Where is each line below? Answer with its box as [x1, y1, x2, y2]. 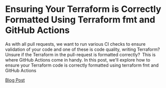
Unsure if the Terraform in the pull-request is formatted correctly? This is [5, 51, 156, 58]
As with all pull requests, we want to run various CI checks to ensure [5, 41, 146, 47]
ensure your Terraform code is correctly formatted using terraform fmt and [5, 62, 159, 68]
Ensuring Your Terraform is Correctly [5, 3, 162, 15]
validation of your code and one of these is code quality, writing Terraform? [5, 46, 161, 52]
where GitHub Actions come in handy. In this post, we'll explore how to [5, 57, 151, 63]
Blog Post [5, 77, 25, 83]
